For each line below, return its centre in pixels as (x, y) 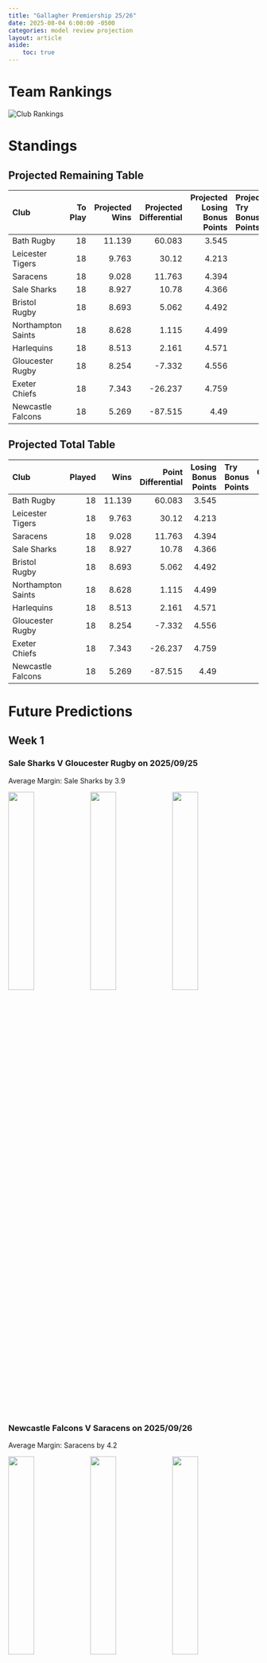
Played (83, 477)
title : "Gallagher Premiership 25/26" (72, 15)
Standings (43, 146)
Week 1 (26, 741)
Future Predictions (71, 711)
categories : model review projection (71, 30)
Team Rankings (60, 92)
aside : (19, 45)
